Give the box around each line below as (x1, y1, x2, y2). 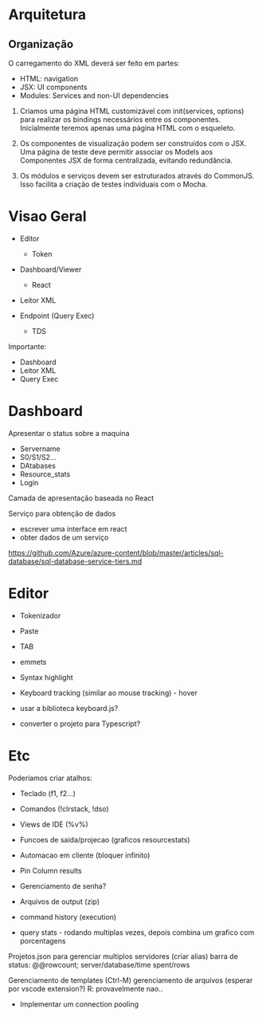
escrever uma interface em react (19, 524, 127, 533)
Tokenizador (19, 611, 61, 620)
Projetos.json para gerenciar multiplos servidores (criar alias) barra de (8, 951, 239, 961)
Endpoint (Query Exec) (19, 311, 95, 320)
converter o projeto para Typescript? (19, 719, 141, 728)
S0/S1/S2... (19, 452, 57, 461)
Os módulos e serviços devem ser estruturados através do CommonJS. (19, 171, 255, 180)
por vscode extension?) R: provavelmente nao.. (8, 984, 163, 993)
